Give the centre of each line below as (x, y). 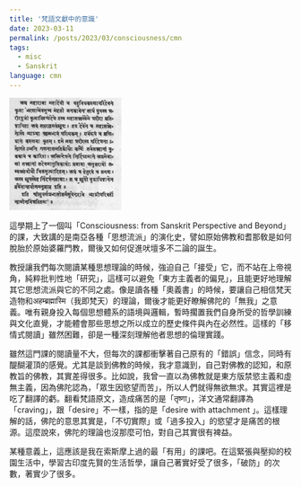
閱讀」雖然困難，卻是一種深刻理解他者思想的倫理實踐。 (127, 334)
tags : (19, 48)
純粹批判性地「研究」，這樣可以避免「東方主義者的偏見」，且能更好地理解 (158, 278)
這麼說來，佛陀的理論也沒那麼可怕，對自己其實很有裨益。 (131, 432)
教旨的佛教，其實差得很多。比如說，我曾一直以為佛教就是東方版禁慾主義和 (146, 376)
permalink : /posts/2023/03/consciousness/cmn (95, 38)
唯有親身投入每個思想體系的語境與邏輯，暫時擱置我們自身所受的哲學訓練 (158, 312)
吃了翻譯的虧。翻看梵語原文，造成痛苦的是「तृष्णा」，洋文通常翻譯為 (132, 398)
